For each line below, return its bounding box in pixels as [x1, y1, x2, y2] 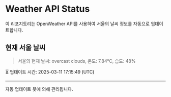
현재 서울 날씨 [5, 43, 46, 52]
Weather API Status [5, 3, 90, 15]
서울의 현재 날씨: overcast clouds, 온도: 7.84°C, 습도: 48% [17, 58, 136, 64]
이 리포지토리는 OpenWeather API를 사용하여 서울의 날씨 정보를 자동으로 [5, 20, 150, 27]
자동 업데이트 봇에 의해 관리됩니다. [5, 86, 73, 92]
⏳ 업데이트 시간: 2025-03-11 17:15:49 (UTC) [5, 68, 95, 75]
